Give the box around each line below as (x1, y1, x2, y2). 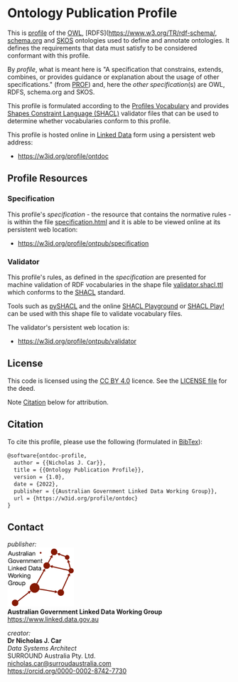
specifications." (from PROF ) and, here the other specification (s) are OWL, (7, 80, 225, 88)
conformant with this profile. (7, 51, 90, 60)
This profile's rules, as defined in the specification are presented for (7, 273, 207, 281)
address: (7, 137, 33, 147)
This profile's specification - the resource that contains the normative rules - (7, 210, 232, 219)
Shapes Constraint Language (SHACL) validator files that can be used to (7, 109, 219, 117)
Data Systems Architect (7, 644, 77, 653)
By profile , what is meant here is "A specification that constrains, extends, (7, 65, 224, 73)
